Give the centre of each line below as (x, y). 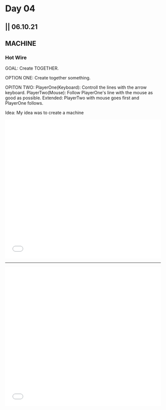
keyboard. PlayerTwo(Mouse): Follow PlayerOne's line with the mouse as (79, 93)
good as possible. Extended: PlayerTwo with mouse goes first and (72, 98)
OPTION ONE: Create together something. (48, 78)
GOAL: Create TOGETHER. (32, 68)
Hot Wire (16, 57)
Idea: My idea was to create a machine (44, 113)
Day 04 (20, 9)
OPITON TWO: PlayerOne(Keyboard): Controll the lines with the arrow (76, 87)
